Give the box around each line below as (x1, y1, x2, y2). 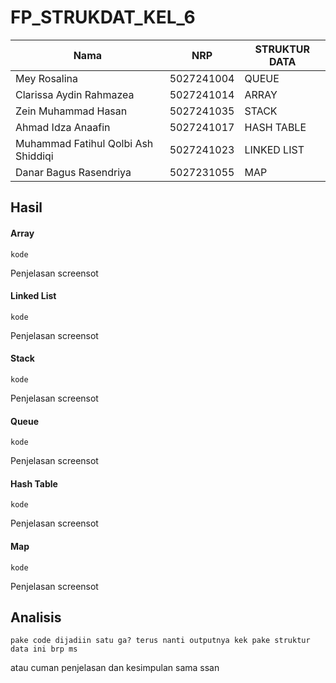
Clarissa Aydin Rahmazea (15, 87, 135, 101)
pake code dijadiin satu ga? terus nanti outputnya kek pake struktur (10, 636, 311, 646)
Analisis (10, 609, 62, 626)
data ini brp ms (10, 644, 78, 655)
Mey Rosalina (15, 71, 79, 85)
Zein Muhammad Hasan (15, 104, 128, 118)
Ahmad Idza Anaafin (15, 120, 111, 134)
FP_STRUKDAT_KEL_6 (10, 6, 196, 29)
